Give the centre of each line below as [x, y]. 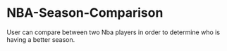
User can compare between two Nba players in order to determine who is [113, 32]
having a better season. [41, 39]
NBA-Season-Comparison [85, 13]
